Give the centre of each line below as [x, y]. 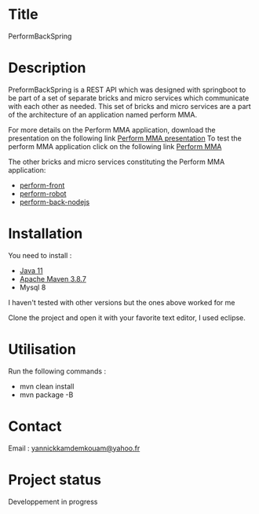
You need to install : [40, 255]
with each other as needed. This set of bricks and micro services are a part [129, 106]
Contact [35, 426]
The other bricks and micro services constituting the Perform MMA [117, 162]
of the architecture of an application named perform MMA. [103, 115]
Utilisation [42, 349]
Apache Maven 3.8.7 [53, 279]
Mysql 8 [33, 287]
